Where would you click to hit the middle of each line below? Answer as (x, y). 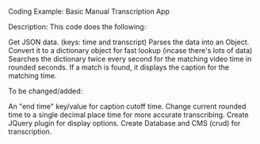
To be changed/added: (46, 91)
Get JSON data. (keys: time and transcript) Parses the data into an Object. (129, 42)
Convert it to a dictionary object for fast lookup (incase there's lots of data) (130, 50)
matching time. (32, 76)
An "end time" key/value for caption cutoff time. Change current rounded (127, 106)
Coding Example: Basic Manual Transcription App (89, 11)
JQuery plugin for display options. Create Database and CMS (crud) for (124, 123)
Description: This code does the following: (77, 27)
